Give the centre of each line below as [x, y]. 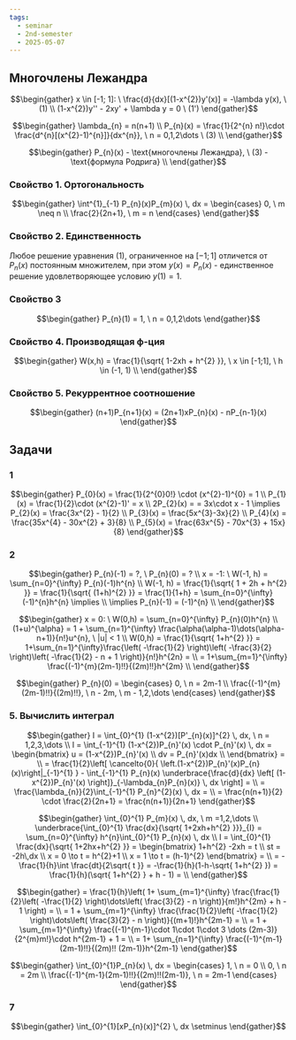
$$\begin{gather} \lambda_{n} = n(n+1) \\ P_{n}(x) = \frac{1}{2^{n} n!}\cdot [148, 126]
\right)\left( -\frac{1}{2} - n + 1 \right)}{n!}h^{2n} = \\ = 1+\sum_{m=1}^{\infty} [148, 657]
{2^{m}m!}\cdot [43, 938]
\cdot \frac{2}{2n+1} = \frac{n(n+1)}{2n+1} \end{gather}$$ [148, 801]
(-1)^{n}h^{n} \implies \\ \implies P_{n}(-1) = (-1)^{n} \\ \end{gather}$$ [148, 602]
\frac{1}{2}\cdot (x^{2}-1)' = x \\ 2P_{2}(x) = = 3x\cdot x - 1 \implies [158, 504]
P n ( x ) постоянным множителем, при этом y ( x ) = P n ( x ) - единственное [141, 266]
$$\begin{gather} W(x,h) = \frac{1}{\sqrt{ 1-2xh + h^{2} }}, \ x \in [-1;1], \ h [148, 361]
